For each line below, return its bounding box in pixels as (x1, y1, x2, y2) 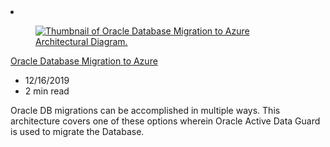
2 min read (24, 85, 70, 97)
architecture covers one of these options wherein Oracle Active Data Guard (10, 115, 321, 127)
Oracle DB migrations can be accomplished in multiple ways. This (10, 105, 281, 116)
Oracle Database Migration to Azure (10, 55, 158, 67)
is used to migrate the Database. (10, 126, 145, 137)
